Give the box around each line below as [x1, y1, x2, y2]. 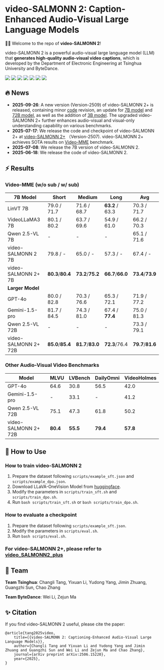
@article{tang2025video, [5, 631, 56, 636]
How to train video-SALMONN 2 [5, 462, 82, 469]
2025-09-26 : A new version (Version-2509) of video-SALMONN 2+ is [12, 102, 154, 108]
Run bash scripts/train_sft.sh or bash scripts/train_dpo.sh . [12, 499, 139, 505]
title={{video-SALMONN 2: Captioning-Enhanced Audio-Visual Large [14, 635, 152, 640]
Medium [78, 194, 98, 201]
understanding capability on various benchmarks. [12, 122, 112, 128]
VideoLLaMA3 [7, 216, 41, 223]
